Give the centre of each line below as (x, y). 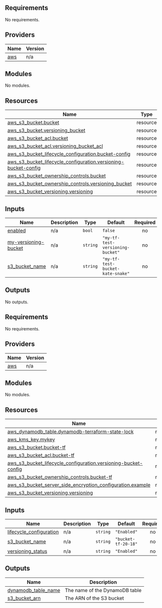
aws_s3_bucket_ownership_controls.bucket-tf (60, 477)
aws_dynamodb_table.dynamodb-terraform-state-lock (71, 432)
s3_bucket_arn (24, 598)
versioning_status (27, 551)
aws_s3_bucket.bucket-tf (37, 448)
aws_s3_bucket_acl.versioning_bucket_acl (55, 146)
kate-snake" (116, 274)
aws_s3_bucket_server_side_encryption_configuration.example (79, 485)
